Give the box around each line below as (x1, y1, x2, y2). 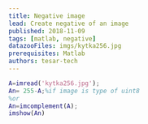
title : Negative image (8, 11, 85, 20)
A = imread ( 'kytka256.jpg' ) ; (8, 79, 100, 88)
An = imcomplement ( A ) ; (8, 102, 79, 110)
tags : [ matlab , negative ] (8, 34, 96, 43)
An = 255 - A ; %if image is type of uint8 (8, 87, 140, 95)
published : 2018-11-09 (8, 27, 85, 35)
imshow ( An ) (8, 109, 46, 118)
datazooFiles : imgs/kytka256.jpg (8, 42, 122, 50)
